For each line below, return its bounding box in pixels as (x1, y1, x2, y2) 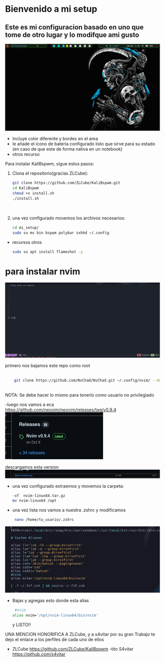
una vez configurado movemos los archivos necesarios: (12, 215, 126, 221)
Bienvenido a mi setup (5, 3, 97, 15)
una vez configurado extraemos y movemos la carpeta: (12, 483, 124, 489)
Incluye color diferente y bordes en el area (12, 136, 98, 141)
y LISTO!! (12, 622, 31, 628)
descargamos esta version (5, 464, 59, 470)
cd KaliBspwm (12, 185, 39, 190)
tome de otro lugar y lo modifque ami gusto (5, 30, 139, 39)
